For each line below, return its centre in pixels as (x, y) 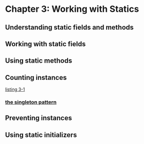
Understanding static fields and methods (70, 27)
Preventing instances (39, 118)
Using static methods (39, 61)
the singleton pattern (31, 102)
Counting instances (36, 77)
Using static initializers (41, 135)
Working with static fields (45, 44)
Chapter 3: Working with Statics (72, 9)
